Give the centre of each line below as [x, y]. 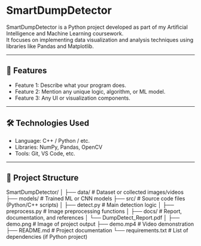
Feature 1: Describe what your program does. [71, 85]
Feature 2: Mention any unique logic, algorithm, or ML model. [90, 91]
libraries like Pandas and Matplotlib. [50, 46]
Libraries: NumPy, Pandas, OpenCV [59, 147]
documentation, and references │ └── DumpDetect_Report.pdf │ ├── [93, 218]
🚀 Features [27, 70]
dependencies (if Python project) [47, 237]
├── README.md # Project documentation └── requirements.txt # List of [97, 230]
